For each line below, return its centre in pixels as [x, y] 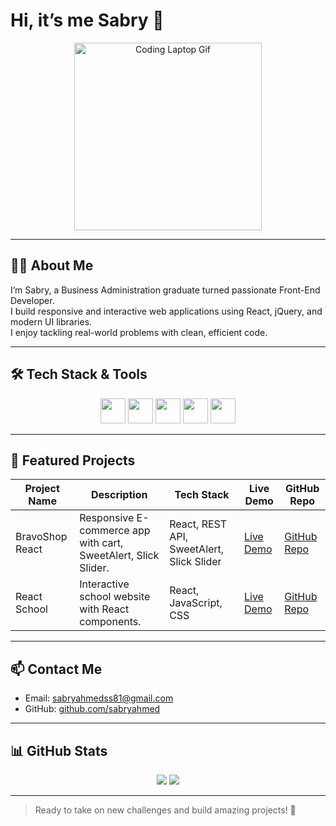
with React [104, 609]
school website [115, 597]
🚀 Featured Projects [73, 460]
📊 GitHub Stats [59, 750]
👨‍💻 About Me [52, 265]
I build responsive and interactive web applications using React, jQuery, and [166, 311]
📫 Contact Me [56, 669]
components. [110, 622]
